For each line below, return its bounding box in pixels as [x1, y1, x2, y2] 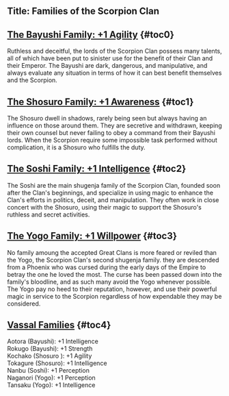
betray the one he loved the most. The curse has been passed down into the [7, 270, 222, 278]
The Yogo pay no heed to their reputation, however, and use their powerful [7, 284, 217, 293]
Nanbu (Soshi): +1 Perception [7, 367, 90, 375]
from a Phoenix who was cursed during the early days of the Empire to [7, 263, 206, 271]
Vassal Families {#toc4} [7, 319, 111, 331]
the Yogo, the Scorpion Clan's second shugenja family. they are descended [7, 256, 219, 264]
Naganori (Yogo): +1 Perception [7, 373, 96, 382]
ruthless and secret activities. [7, 210, 90, 219]
